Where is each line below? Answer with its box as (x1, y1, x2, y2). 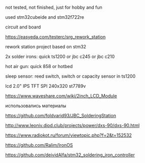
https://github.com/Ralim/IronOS (5, 142, 73, 148)
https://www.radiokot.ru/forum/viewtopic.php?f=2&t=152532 (5, 132, 132, 138)
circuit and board (5, 24, 41, 30)
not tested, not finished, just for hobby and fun (5, 5, 102, 10)
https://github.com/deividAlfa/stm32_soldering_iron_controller (5, 152, 135, 158)
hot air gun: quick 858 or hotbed (5, 63, 73, 69)
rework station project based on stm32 (5, 44, 86, 50)
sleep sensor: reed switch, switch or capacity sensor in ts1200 (5, 73, 136, 79)
